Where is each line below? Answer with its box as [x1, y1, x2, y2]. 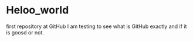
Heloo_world [6, 3, 69, 17]
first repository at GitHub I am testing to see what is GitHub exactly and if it [6, 23, 187, 30]
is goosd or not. [6, 29, 44, 36]
